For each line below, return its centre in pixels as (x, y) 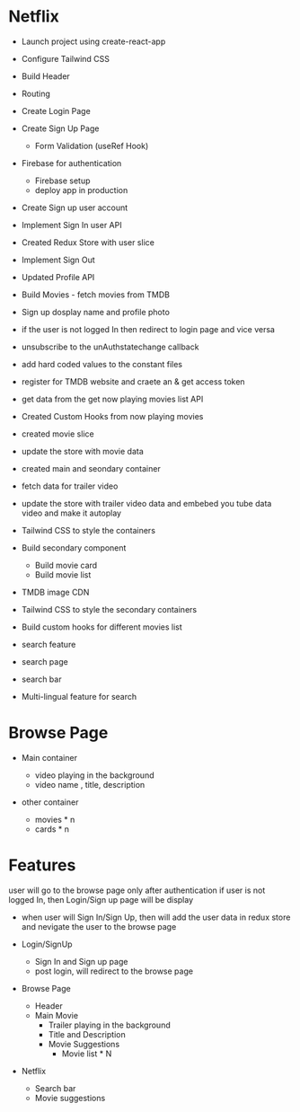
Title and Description (87, 1034)
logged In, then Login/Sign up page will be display (101, 899)
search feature (49, 644)
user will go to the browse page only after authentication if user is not (137, 890)
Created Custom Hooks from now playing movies (112, 416)
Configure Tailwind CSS (65, 58)
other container (50, 802)
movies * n (55, 819)
